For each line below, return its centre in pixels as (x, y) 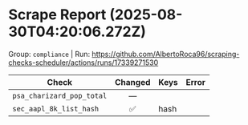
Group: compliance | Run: (49, 54)
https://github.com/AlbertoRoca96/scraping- (166, 54)
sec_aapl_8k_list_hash (55, 109)
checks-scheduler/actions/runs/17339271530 (83, 62)
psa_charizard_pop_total (60, 95)
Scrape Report (57, 15)
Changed (133, 82)
